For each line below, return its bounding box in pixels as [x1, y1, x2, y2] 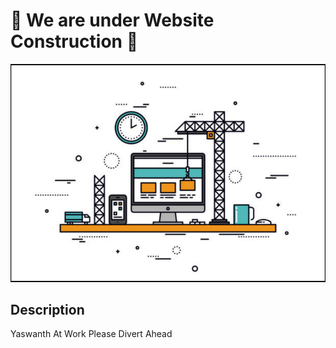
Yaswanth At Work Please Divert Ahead [10, 328, 173, 340]
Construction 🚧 [10, 30, 139, 53]
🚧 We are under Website [10, 9, 215, 32]
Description [10, 301, 85, 318]
